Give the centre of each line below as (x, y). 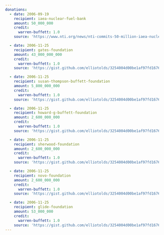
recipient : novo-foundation (42, 176)
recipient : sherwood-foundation (47, 144)
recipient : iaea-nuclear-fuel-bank (50, 18)
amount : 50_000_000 (34, 23)
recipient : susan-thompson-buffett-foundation (62, 81)
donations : (16, 9)
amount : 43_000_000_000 (38, 54)
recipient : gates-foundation (43, 50)
